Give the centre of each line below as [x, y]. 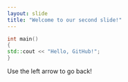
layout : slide [28, 13]
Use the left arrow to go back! [49, 71]
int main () [23, 39]
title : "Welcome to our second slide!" [65, 20]
